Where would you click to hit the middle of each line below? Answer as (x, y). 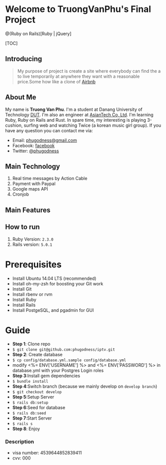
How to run (23, 227)
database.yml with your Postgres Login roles (58, 371)
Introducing (24, 59)
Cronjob (21, 194)
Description (20, 442)
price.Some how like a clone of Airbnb (56, 81)
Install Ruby (24, 299)
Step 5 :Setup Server (33, 397)
